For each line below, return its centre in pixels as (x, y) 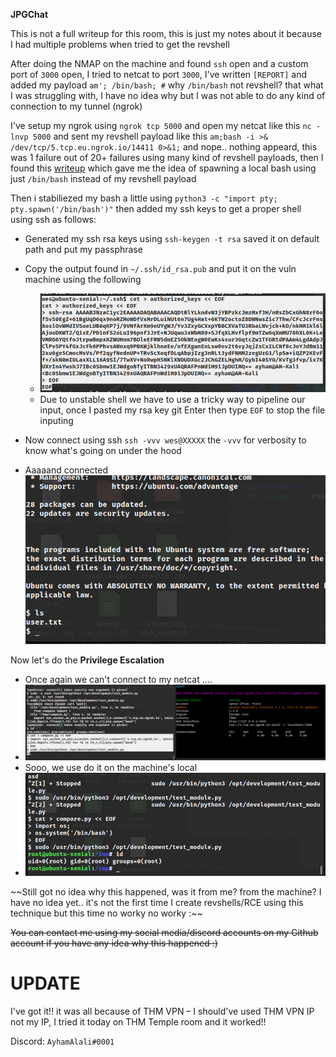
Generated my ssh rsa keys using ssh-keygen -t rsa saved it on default (172, 238)
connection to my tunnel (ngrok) (76, 106)
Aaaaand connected (66, 470)
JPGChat (29, 14)
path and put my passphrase (83, 249)
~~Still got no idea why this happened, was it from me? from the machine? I (166, 891)
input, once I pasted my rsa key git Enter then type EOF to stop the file (182, 410)
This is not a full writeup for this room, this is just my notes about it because (166, 33)
